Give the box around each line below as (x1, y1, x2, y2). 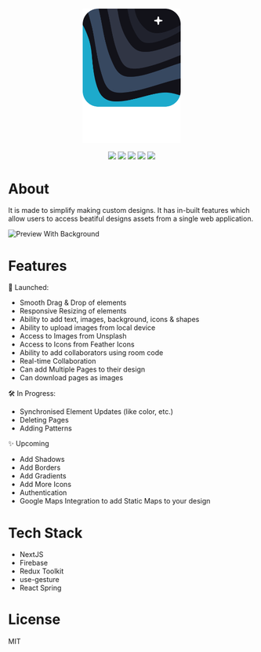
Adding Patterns (19, 423, 72, 433)
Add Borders (19, 463, 61, 472)
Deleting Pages (19, 416, 69, 425)
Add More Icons (19, 480, 72, 489)
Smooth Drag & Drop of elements (19, 298, 127, 307)
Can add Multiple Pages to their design (19, 364, 146, 374)
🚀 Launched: (8, 283, 49, 292)
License (8, 610, 61, 628)
